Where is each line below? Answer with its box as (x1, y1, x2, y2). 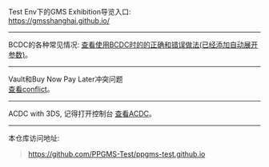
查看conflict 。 (8, 85, 54, 93)
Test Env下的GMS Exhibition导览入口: (8, 7, 131, 16)
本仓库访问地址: (8, 133, 60, 142)
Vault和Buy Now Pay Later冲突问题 (8, 74, 123, 84)
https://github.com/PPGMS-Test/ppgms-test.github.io (27, 149, 206, 158)
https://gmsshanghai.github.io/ (8, 16, 110, 26)
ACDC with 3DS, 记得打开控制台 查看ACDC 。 (8, 109, 156, 118)
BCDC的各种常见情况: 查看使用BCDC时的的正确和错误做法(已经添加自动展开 (8, 40, 259, 50)
